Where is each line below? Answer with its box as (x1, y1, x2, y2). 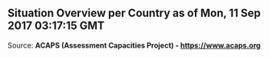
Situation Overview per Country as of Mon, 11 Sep (7, 6, 261, 20)
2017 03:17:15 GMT (7, 19, 106, 33)
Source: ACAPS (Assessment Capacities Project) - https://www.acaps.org (7, 40, 261, 50)
